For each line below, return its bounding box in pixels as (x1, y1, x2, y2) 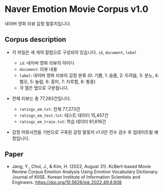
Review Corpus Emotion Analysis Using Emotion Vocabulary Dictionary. (11, 169, 159, 175)
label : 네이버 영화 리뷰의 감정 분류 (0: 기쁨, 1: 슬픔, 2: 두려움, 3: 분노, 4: (19, 72, 160, 78)
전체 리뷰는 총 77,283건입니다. (11, 95, 71, 101)
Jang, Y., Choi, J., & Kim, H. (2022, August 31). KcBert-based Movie (11, 163, 151, 169)
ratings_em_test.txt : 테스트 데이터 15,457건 (19, 112, 109, 118)
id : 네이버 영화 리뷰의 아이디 (19, 60, 75, 66)
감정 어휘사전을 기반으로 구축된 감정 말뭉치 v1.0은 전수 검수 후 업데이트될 (11, 129, 153, 135)
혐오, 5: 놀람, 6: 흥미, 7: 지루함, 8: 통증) (19, 78, 96, 84)
